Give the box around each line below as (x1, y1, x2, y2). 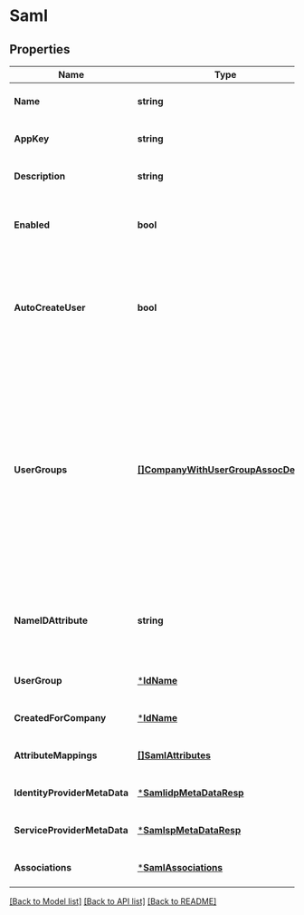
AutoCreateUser (14, 301, 86, 314)
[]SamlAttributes (137, 749, 211, 762)
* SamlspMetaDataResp (137, 824, 242, 836)
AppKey (14, 132, 50, 145)
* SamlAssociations (137, 861, 223, 873)
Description (14, 170, 66, 182)
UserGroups (14, 463, 68, 476)
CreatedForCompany (14, 712, 107, 724)
